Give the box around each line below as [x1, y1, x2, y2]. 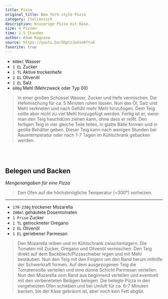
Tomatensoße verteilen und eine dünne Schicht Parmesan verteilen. [17, 267, 157, 273]
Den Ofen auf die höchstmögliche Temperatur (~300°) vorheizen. [17, 190, 152, 196]
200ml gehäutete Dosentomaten [12, 209, 77, 215]
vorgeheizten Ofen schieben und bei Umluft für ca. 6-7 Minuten [17, 283, 148, 289]
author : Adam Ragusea [5, 36, 50, 41]
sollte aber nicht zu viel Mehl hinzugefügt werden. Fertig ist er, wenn [17, 111, 159, 117]
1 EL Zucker [12, 64, 37, 70]
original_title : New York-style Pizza [5, 12, 86, 17]
